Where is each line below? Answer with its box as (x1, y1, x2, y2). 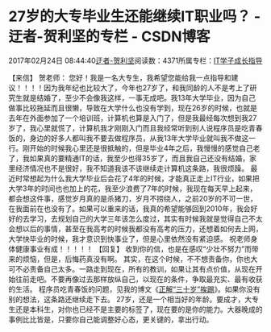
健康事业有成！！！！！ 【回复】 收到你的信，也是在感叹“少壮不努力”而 (15, 243, 252, 254)
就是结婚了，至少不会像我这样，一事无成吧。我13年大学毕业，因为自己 (22, 93, 256, 102)
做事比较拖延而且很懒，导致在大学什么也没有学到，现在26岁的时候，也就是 (8, 102, 258, 113)
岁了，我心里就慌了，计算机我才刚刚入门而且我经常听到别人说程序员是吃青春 (8, 122, 263, 133)
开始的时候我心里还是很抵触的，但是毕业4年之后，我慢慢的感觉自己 (29, 143, 254, 153)
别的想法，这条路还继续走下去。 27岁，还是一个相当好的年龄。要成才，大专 (8, 294, 260, 304)
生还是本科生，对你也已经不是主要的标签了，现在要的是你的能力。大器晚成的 (8, 304, 263, 314)
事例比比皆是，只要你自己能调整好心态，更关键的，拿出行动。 (8, 314, 214, 324)
